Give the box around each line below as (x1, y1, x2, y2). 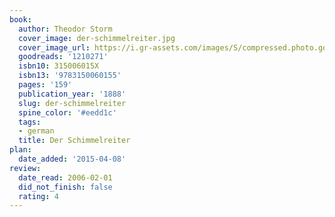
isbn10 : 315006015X (18, 61, 100, 71)
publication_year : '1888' (18, 89, 127, 99)
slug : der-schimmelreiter (18, 98, 127, 108)
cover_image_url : (18, 42, 91, 53)
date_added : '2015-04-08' (18, 154, 127, 164)
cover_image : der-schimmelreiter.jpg (18, 33, 176, 43)
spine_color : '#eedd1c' (18, 107, 117, 118)
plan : (9, 145, 32, 155)
